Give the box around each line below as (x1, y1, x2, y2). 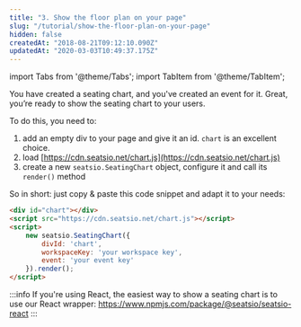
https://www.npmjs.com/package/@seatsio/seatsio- (98, 298, 292, 309)
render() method (22, 172, 86, 182)
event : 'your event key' (41, 256, 135, 265)
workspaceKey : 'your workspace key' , (41, 248, 182, 257)
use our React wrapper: (9, 298, 97, 309)
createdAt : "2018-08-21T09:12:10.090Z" (9, 38, 159, 48)
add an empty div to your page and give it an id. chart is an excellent (22, 133, 277, 144)
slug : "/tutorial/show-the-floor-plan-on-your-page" (9, 22, 211, 31)
